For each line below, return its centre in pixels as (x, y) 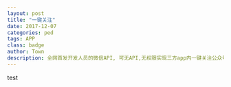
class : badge (26, 45)
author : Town (26, 52)
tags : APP (21, 39)
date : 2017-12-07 (32, 26)
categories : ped (30, 33)
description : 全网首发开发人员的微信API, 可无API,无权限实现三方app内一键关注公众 (115, 58)
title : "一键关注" (32, 20)
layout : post (26, 13)
